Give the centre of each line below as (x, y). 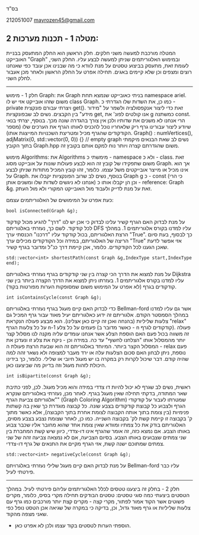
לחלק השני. (19, 78)
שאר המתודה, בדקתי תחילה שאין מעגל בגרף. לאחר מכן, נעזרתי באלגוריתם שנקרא (97, 393)
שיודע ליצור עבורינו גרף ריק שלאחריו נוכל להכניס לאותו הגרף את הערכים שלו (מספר (99, 126)
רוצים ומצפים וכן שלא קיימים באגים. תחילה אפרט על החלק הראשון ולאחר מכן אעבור (99, 72)
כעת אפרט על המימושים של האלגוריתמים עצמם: (60, 200)
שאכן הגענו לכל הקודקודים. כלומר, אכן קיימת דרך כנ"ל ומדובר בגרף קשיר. (87, 247)
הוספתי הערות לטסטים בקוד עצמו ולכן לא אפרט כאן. (73, 525)
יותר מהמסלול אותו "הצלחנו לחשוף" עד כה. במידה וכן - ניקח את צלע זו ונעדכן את (96, 339)
